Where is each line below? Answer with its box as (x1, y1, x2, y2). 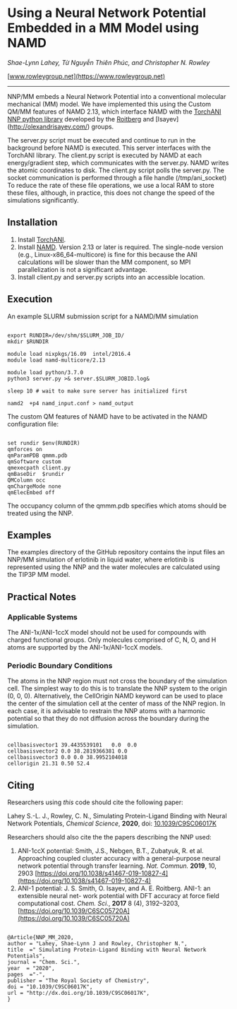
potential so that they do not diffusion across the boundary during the (7, 715, 209, 723)
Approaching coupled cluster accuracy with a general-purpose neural (17, 854, 221, 863)
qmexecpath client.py (7, 464, 71, 471)
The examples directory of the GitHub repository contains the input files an (7, 548, 225, 556)
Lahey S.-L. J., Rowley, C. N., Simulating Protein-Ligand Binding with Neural (7, 812, 227, 820)
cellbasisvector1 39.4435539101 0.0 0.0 (7, 741, 138, 749)
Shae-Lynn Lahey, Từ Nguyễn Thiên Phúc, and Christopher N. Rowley (7, 58, 210, 66)
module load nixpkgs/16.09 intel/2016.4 (7, 350, 131, 357)
